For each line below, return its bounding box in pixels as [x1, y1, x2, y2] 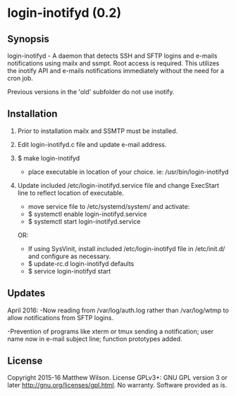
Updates [7, 287, 46, 300]
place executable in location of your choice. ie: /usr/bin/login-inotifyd [27, 167, 229, 176]
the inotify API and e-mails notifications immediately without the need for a [7, 67, 224, 75]
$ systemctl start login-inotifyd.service [27, 217, 141, 226]
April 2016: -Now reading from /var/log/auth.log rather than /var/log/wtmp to [7, 306, 229, 314]
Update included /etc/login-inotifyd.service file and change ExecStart [17, 181, 220, 189]
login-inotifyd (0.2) [7, 5, 122, 21]
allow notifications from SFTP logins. [7, 313, 114, 321]
